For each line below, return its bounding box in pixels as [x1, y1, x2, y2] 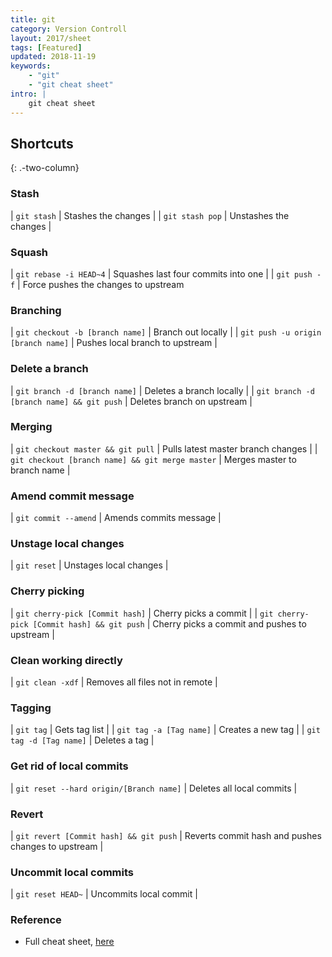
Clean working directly [10, 653, 123, 667]
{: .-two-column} [10, 162, 80, 174]
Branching [10, 303, 62, 317]
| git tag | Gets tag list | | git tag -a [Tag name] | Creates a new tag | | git [10, 724, 321, 736]
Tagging [10, 701, 52, 715]
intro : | [10, 89, 47, 99]
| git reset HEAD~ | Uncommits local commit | [10, 888, 198, 900]
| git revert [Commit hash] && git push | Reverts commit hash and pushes [10, 829, 322, 841]
